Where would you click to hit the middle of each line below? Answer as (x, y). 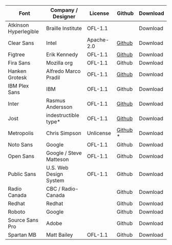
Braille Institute (64, 28)
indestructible (62, 115)
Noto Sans (20, 144)
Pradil (53, 77)
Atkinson (18, 25)
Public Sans (22, 174)
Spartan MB (22, 235)
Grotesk (17, 77)
